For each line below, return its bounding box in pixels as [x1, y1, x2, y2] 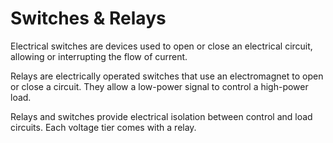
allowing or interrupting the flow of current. [10, 50, 188, 62]
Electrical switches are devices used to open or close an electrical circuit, [10, 40, 313, 52]
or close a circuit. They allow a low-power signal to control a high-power [10, 80, 309, 92]
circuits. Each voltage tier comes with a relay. [10, 121, 197, 133]
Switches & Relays [10, 7, 167, 30]
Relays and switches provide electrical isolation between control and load [10, 110, 313, 122]
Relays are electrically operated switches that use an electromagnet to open [10, 70, 324, 82]
